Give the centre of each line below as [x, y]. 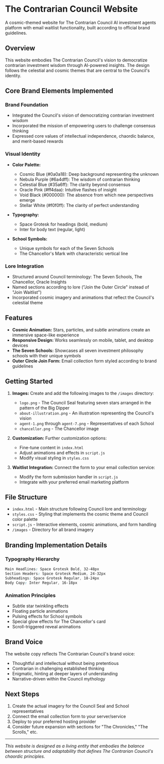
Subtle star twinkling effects [40, 606]
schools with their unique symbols [47, 355]
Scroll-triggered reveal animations [46, 626]
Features [19, 318]
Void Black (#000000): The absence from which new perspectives [86, 195]
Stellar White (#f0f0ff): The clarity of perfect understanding [79, 205]
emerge [27, 200]
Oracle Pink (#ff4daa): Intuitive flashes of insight [68, 189]
